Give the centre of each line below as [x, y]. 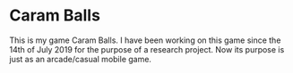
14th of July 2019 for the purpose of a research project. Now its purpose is [147, 49]
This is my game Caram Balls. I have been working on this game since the [145, 40]
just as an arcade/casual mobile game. [81, 59]
